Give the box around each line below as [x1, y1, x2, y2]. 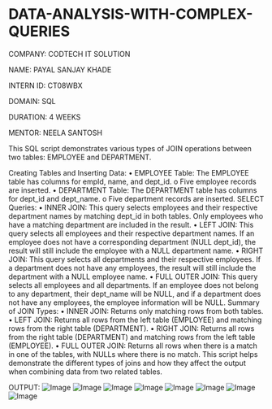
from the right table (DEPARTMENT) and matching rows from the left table [8, 332, 256, 342]
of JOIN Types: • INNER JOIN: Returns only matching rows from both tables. [8, 306, 264, 315]
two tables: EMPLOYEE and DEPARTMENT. [8, 152, 152, 162]
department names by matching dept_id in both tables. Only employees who [8, 211, 264, 220]
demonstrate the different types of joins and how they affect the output [8, 358, 246, 368]
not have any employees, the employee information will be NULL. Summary [8, 298, 260, 307]
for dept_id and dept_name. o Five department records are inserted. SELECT [8, 194, 265, 203]
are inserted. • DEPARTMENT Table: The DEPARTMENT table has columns [8, 185, 257, 195]
